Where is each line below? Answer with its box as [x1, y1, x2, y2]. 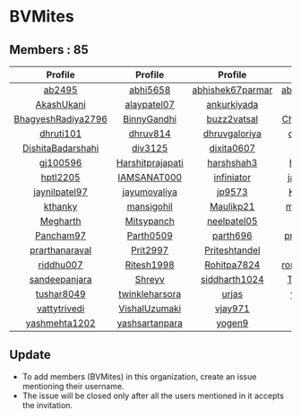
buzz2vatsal [206, 113, 258, 125]
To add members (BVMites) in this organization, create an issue [21, 370, 257, 382]
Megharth [39, 215, 82, 227]
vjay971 [214, 302, 250, 315]
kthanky [43, 200, 78, 213]
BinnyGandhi [122, 113, 177, 125]
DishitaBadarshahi [21, 142, 99, 154]
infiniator [213, 171, 252, 183]
